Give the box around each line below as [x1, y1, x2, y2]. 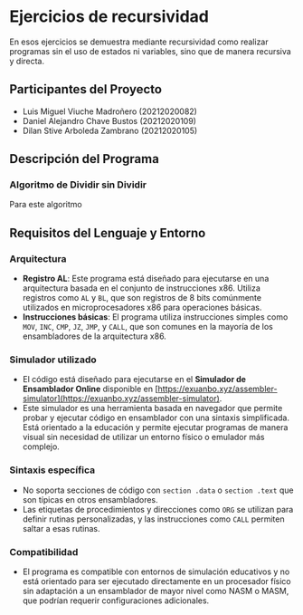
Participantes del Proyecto [9, 82, 163, 97]
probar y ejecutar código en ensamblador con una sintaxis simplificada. [22, 412, 289, 423]
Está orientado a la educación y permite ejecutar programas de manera [22, 422, 289, 433]
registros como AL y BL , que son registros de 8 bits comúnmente [22, 293, 262, 303]
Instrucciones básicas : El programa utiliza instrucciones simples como [22, 312, 289, 322]
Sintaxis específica [9, 464, 96, 476]
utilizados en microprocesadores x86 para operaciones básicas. [22, 302, 262, 313]
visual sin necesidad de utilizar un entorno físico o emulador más [22, 432, 265, 443]
